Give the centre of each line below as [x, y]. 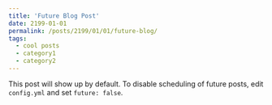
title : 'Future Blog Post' [54, 16]
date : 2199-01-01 [38, 23]
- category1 [36, 53]
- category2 [36, 61]
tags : [17, 38]
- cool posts [38, 46]
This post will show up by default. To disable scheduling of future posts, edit [136, 84]
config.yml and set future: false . [66, 92]
